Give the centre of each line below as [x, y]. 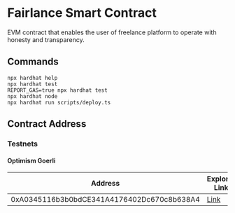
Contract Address [47, 124]
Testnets [23, 144]
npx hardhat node [33, 96]
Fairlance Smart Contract [82, 13]
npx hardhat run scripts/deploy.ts [59, 102]
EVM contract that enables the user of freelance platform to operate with [112, 32]
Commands [33, 62]
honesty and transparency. [46, 39]
